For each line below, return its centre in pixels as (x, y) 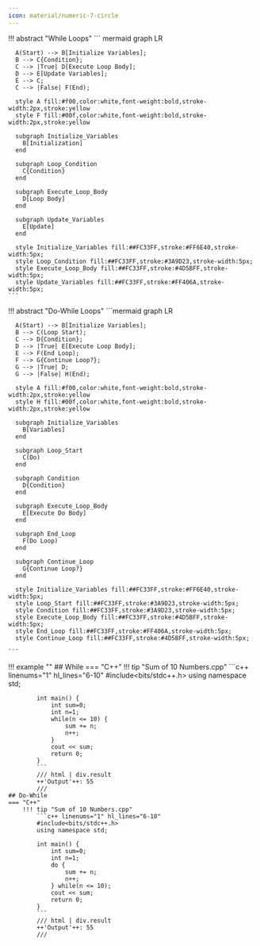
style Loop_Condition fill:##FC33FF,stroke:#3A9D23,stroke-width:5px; (134, 261)
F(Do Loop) (40, 541)
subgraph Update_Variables (60, 219)
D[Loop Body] (44, 199)
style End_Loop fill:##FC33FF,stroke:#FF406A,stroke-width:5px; (124, 631)
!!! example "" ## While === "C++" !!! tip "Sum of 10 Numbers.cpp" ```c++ (129, 666)
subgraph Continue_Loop (54, 562)
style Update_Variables (54, 282)
